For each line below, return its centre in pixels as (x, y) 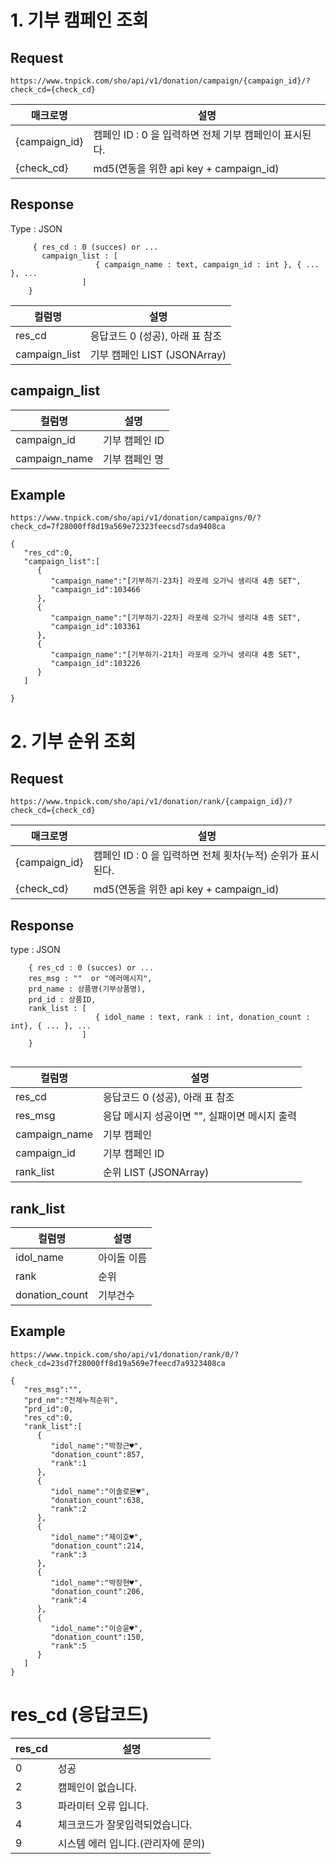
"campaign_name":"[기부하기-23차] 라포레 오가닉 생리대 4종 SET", (176, 581)
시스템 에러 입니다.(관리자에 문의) (131, 1843)
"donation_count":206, (97, 1591)
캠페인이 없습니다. (97, 1787)
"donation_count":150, (97, 1637)
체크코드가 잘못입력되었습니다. (125, 1824)
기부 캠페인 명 (133, 459)
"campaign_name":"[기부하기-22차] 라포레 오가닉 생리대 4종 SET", (176, 618)
